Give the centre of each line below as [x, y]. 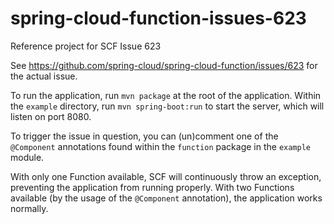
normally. [29, 208]
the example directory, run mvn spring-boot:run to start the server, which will [167, 106]
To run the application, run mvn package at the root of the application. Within [166, 95]
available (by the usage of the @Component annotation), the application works [166, 198]
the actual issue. [44, 76]
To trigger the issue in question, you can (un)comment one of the [144, 136]
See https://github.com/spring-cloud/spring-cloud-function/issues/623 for [164, 65]
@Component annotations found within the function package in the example [160, 146]
